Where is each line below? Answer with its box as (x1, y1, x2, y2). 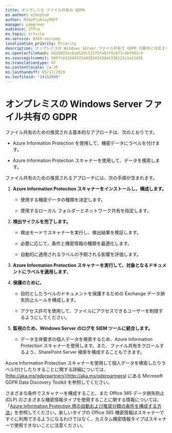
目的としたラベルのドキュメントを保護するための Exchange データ (20, 290, 161, 296)
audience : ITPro (5, 27, 40, 32)
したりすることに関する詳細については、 (23, 366, 109, 372)
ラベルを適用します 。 (26, 268, 72, 275)
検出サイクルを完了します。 (12, 218, 71, 224)
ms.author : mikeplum (5, 12, 50, 17)
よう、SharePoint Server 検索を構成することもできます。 (25, 349, 145, 355)
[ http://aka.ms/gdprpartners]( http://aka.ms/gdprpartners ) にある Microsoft (5, 372, 163, 378)
